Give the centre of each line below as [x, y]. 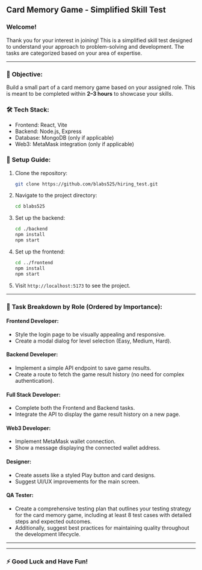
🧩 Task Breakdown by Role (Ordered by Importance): [84, 306]
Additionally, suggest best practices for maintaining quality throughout [102, 528]
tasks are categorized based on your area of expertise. [74, 53]
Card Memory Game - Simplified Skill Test [86, 10]
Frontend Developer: [32, 321]
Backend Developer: [32, 355]
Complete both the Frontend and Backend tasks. [75, 408]
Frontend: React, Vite [41, 125]
